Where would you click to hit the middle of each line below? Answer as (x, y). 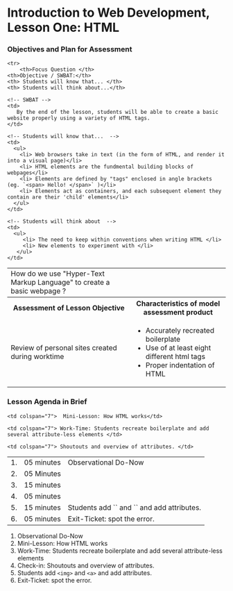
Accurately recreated (180, 331)
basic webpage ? (38, 291)
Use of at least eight (178, 348)
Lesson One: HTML (63, 27)
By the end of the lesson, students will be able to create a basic (117, 113)
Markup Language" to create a (60, 283)
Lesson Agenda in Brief (47, 402)
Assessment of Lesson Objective (69, 308)
